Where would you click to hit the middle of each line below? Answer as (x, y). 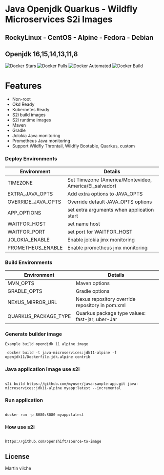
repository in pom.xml (101, 305)
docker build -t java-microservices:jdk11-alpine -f (62, 353)
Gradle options (92, 291)
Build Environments (29, 262)
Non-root (21, 99)
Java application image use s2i (42, 369)
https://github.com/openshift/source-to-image (53, 442)
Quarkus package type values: (111, 313)
